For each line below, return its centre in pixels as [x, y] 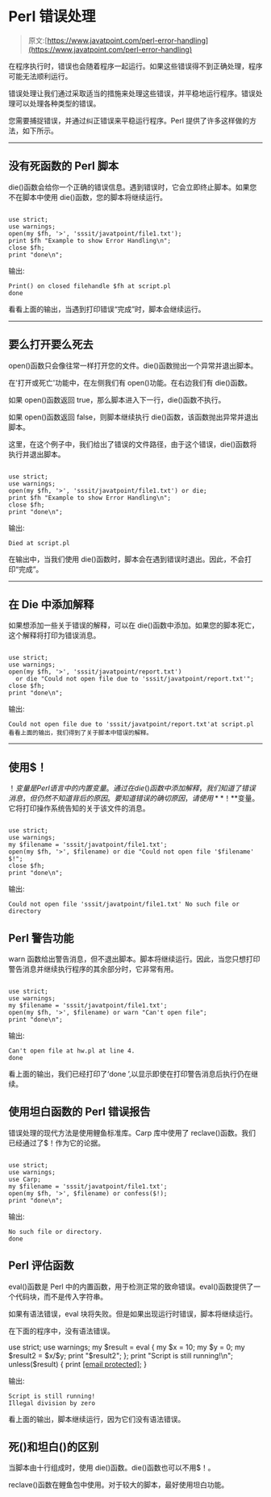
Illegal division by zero [52, 1403]
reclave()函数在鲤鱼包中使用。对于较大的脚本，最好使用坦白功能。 [119, 1485]
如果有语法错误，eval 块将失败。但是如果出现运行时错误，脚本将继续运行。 [133, 1314]
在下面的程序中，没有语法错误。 [61, 1331]
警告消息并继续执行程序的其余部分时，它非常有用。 [93, 969]
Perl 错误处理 [52, 17]
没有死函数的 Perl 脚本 [64, 166]
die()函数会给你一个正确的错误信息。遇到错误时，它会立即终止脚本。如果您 [133, 187]
